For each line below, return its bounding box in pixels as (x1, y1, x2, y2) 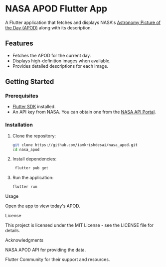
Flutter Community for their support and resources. (5, 257, 110, 263)
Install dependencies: (12, 156, 57, 162)
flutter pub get (14, 165, 49, 171)
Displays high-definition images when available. (12, 58, 111, 64)
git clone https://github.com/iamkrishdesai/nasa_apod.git (12, 142, 138, 147)
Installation (5, 122, 33, 129)
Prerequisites (5, 93, 38, 100)
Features (5, 39, 33, 48)
